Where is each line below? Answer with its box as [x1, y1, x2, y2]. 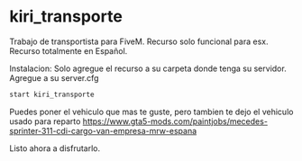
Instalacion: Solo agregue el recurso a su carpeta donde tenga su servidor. [9, 63, 287, 74]
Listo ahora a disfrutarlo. [9, 142, 101, 154]
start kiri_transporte [9, 90, 95, 99]
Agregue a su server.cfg [9, 72, 99, 83]
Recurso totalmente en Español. [9, 45, 128, 56]
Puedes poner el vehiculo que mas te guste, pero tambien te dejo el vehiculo [9, 106, 294, 117]
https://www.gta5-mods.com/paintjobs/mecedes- [82, 115, 269, 127]
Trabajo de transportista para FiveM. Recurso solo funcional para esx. [9, 36, 269, 47]
